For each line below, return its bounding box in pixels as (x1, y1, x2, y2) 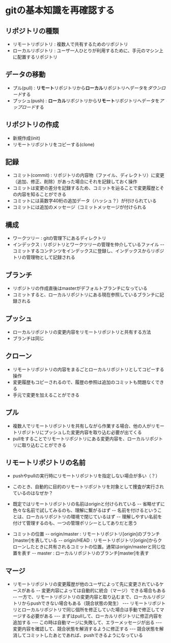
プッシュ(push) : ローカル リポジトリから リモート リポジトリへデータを (12, 98, 160, 104)
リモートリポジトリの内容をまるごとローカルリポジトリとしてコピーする (12, 366, 164, 372)
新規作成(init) (12, 135, 41, 141)
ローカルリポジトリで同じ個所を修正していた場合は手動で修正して (21, 607, 160, 613)
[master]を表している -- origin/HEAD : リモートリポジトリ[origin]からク (12, 537, 162, 543)
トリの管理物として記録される (12, 254, 75, 261)
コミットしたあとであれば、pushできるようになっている (26, 632, 144, 638)
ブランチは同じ (12, 335, 44, 341)
